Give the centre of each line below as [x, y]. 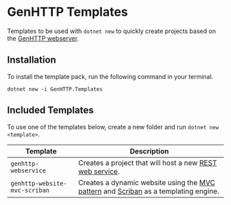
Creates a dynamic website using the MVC [146, 182]
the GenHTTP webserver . [43, 38]
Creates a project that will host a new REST [147, 162]
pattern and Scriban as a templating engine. [149, 191]
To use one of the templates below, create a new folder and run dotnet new [113, 127]
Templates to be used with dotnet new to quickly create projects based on [112, 31]
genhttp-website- [39, 183]
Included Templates [51, 110]
